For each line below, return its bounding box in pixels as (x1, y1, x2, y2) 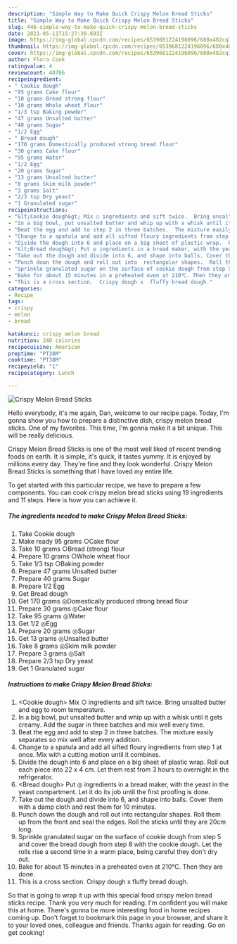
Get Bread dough (18, 589, 68, 598)
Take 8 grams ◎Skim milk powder (18, 642, 117, 650)
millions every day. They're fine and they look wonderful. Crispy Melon (8, 459, 213, 468)
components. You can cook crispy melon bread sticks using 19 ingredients (8, 488, 224, 497)
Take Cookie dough (18, 529, 75, 538)
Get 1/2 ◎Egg (18, 619, 58, 627)
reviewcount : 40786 (8, 69, 65, 76)
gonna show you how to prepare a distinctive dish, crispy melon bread (8, 416, 212, 424)
